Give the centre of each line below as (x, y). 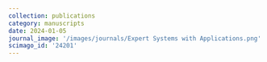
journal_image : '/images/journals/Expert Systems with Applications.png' (135, 38)
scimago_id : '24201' (43, 46)
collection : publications (52, 16)
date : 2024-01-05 (38, 31)
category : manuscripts (46, 23)
